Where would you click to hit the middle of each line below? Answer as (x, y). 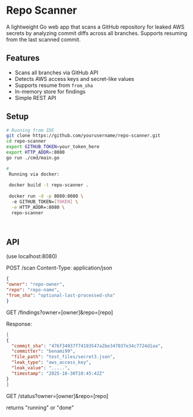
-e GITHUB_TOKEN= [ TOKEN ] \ (45, 202)
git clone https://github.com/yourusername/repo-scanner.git (83, 136)
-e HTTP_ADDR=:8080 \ (38, 207)
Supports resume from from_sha (54, 85)
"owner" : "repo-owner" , (36, 284)
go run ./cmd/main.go (33, 158)
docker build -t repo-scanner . (49, 185)
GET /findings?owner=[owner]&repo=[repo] (60, 312)
